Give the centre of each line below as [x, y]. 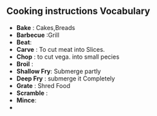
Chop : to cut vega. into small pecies [68, 57]
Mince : [26, 100]
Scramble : [32, 93]
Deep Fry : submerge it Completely [66, 78]
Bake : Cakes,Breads [46, 27]
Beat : [24, 42]
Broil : [25, 63]
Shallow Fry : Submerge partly [59, 71]
